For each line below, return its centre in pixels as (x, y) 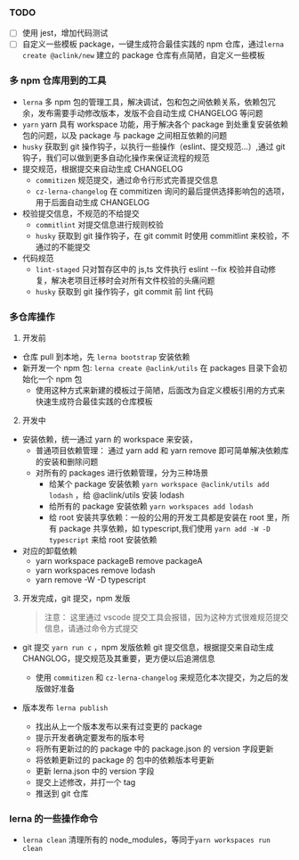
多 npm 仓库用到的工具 (58, 80)
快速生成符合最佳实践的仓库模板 (94, 401)
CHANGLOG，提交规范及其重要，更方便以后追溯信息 (118, 658)
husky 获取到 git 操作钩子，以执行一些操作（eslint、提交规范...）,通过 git (154, 146)
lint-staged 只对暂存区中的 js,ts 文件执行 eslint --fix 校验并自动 (152, 269)
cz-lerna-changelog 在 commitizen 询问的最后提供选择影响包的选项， (162, 191)
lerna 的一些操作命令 (54, 818)
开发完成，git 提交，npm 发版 (76, 599)
